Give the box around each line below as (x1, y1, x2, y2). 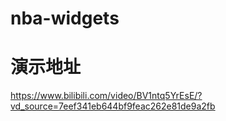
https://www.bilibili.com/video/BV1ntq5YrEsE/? (10, 90, 203, 102)
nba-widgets (10, 7, 120, 30)
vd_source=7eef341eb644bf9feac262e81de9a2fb (10, 100, 216, 112)
